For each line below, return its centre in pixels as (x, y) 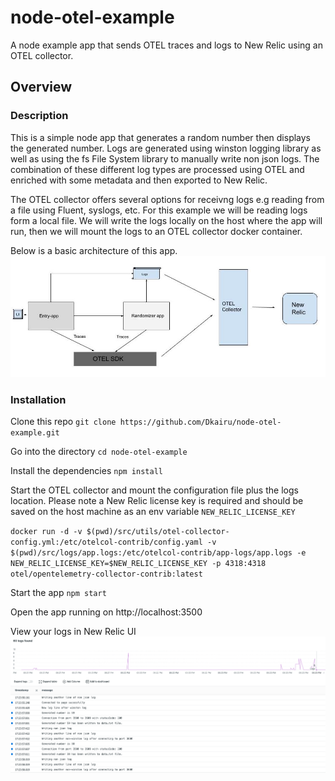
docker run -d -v (46, 532)
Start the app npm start (58, 593)
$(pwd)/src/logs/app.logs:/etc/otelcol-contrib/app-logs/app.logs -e (158, 553)
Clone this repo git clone (63, 422)
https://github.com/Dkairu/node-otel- (200, 422)
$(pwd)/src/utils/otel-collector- (158, 532)
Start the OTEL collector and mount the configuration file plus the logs (154, 490)
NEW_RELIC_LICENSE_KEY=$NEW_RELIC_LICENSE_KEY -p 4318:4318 (138, 564)
